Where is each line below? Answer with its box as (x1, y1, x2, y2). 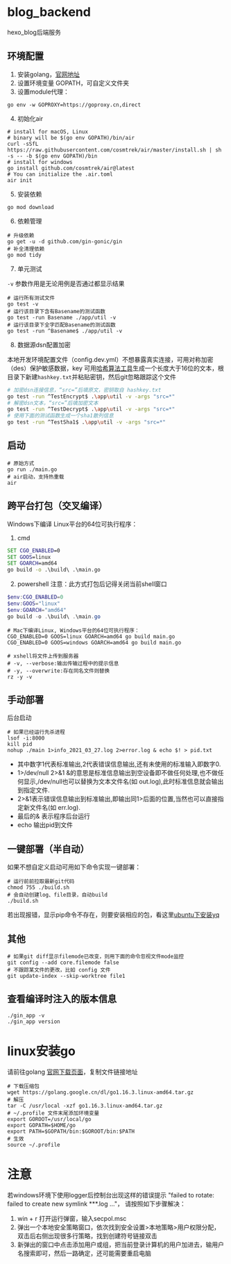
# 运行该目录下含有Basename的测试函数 (7, 308, 106, 315)
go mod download (7, 203, 54, 210)
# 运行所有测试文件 (7, 294, 55, 301)
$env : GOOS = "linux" (7, 600, 60, 607)
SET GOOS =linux (7, 554, 51, 560)
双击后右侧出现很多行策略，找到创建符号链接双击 (17, 1231, 157, 1240)
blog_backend (7, 4, 92, 20)
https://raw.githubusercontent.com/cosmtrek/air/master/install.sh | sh (7, 147, 222, 153)
